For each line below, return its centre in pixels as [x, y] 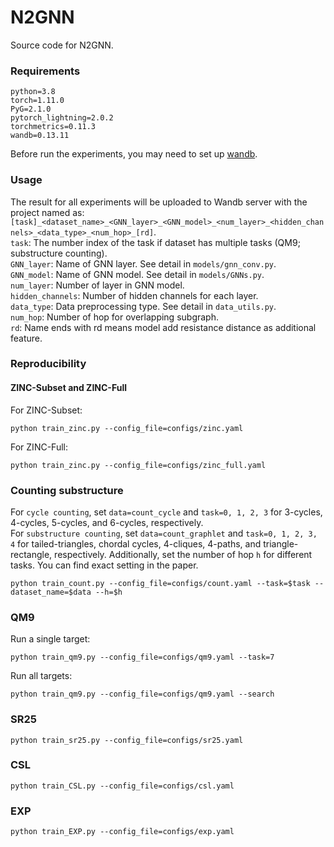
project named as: [47, 212]
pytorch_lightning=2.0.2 [62, 118]
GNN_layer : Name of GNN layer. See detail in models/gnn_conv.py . [143, 263]
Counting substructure [67, 490]
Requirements [45, 71]
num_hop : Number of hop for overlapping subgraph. [114, 317]
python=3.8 [33, 92]
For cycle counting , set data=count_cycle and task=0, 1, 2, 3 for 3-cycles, [166, 512]
